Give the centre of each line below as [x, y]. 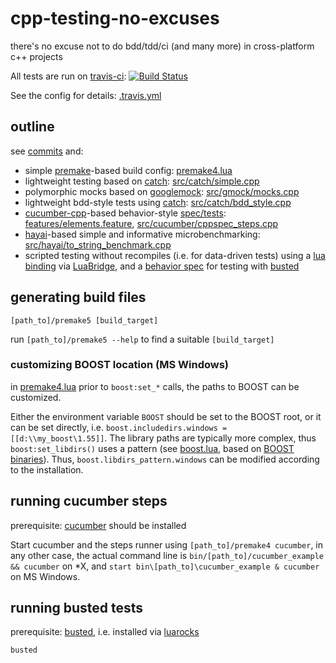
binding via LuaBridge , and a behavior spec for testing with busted [162, 266]
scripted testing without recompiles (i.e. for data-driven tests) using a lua [175, 255]
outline [32, 127]
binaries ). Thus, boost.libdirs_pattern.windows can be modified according [165, 459]
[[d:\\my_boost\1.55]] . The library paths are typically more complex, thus [163, 438]
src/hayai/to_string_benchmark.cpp [98, 244]
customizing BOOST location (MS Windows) [120, 365]
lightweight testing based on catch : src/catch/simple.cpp [142, 181]
